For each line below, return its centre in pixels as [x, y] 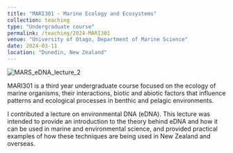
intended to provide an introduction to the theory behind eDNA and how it [112, 121]
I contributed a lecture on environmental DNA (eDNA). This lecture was [109, 114]
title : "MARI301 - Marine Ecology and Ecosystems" [82, 14]
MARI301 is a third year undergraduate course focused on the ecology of [112, 86]
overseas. [22, 143]
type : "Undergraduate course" [51, 26]
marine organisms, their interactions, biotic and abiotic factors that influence [116, 93]
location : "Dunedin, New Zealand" [57, 53]
